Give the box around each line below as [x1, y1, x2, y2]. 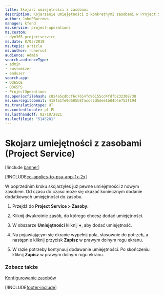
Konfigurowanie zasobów [5, 275, 56, 281]
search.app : [5, 75, 29, 80]
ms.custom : [5, 30, 27, 35]
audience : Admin [5, 52, 38, 58]
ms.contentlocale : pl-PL [5, 107, 56, 113]
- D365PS [5, 84, 23, 90]
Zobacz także [5, 264, 38, 270]
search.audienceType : [5, 57, 49, 62]
